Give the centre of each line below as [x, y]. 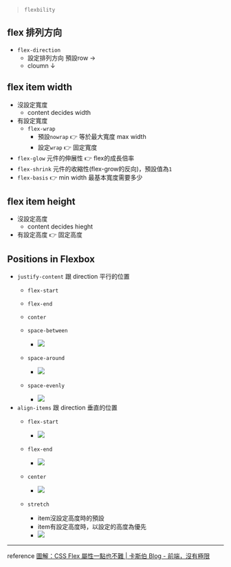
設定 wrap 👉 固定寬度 [67, 147]
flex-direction [39, 50]
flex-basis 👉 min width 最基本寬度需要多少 [80, 177]
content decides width [59, 112]
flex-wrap [42, 129]
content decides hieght [60, 226]
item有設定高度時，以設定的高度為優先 [92, 527]
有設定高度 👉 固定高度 [49, 235]
